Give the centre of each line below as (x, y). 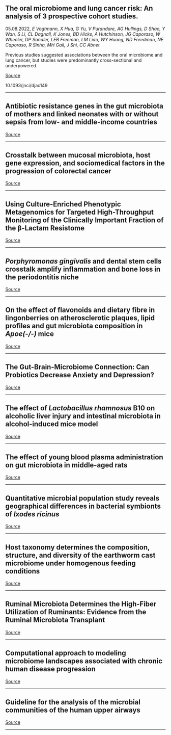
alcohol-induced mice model (52, 424)
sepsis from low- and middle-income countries (81, 122)
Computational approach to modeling (66, 653)
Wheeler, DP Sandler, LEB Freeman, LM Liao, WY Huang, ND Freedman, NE (84, 39)
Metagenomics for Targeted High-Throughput (80, 212)
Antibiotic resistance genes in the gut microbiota (84, 106)
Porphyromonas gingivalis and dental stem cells (83, 261)
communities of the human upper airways (73, 710)
